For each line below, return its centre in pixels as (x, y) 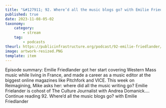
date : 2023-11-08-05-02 (30, 19)
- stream (32, 33)
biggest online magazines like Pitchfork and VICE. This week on (70, 80)
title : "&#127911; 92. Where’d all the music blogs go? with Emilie (77, 10)
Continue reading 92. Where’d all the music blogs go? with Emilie (71, 96)
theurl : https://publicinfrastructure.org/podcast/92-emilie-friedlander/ (84, 47)
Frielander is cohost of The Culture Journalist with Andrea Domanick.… (77, 91)
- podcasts (34, 42)
